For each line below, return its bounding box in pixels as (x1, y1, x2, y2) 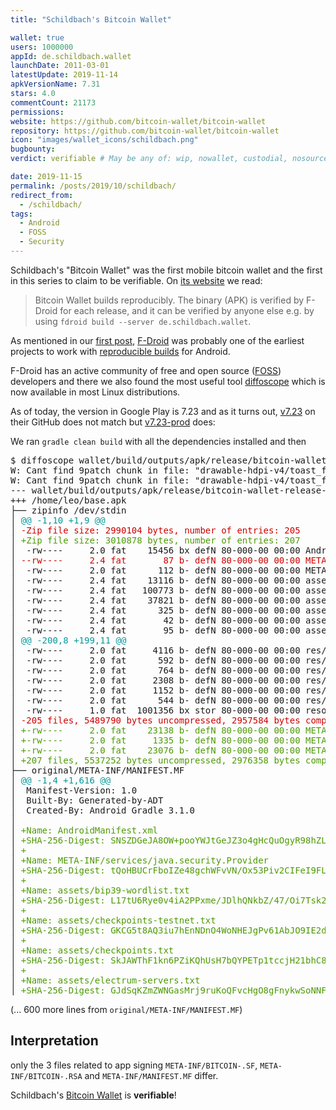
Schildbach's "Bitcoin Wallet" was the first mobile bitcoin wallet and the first (10, 264, 323, 276)
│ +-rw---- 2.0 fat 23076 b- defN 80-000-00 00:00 (10, 744, 301, 756)
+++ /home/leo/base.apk (10, 494, 127, 506)
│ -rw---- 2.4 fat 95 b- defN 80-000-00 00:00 (10, 624, 301, 636)
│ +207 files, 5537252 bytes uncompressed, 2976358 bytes (10, 754, 301, 766)
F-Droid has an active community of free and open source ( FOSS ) (10, 364, 282, 376)
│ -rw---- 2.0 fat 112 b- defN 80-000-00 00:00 (10, 564, 301, 576)
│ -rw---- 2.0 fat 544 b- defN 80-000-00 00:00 (10, 694, 301, 706)
